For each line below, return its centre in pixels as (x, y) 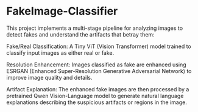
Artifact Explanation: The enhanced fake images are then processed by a (98, 89)
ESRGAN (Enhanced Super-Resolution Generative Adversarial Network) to (99, 71)
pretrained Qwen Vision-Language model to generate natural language (95, 96)
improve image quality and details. (49, 77)
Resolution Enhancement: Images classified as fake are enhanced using (97, 65)
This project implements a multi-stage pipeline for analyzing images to (95, 28)
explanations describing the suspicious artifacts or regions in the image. (97, 102)
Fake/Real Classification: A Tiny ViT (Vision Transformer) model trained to (99, 46)
